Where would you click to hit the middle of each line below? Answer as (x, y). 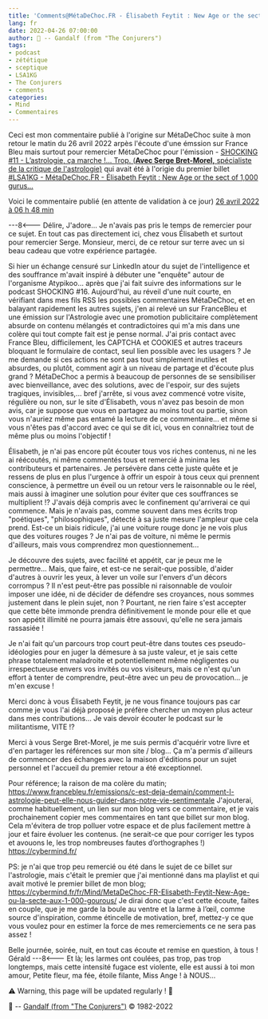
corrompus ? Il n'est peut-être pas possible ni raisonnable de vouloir (120, 585)
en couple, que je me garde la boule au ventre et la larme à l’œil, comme (127, 909)
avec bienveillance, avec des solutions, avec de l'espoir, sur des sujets (124, 385)
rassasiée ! (26, 628)
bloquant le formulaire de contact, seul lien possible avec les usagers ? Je (130, 351)
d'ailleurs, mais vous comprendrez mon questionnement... (104, 545)
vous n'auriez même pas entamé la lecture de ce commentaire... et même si (133, 419)
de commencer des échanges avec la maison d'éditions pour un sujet (122, 759)
